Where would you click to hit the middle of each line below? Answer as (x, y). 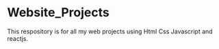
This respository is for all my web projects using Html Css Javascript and (110, 31)
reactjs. (18, 38)
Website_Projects (58, 13)
